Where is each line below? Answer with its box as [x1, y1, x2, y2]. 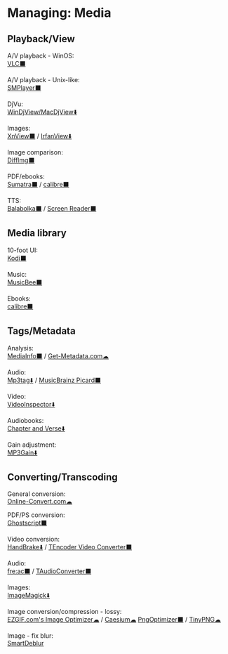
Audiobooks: [7, 416, 44, 424]
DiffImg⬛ [7, 156, 35, 164]
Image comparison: [7, 148, 63, 156]
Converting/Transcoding [7, 471, 118, 483]
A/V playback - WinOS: [7, 51, 74, 60]
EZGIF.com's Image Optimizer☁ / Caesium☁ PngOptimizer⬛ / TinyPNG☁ [7, 615, 221, 624]
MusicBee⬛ [7, 277, 43, 286]
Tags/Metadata [7, 325, 76, 337]
